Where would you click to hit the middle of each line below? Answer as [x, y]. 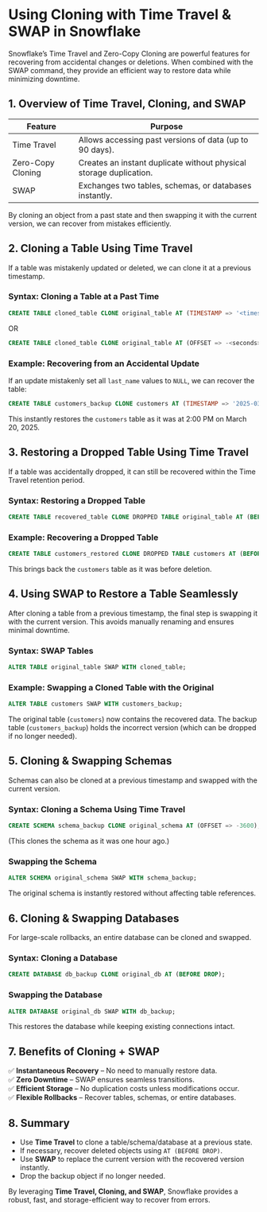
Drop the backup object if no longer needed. [92, 1176]
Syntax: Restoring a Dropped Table [77, 500]
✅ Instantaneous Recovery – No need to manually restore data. [113, 1070]
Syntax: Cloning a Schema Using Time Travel [97, 809]
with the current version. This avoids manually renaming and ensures [121, 621]
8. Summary [39, 1123]
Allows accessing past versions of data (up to [163, 139]
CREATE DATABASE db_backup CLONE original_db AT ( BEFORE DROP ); [117, 975]
